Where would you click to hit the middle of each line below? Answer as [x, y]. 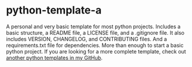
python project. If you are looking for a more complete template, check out [96, 51]
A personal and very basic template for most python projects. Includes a [93, 26]
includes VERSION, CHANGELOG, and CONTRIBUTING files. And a [87, 39]
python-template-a [54, 10]
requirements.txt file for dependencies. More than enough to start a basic [95, 45]
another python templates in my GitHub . [54, 58]
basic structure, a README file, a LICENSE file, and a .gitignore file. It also [95, 32]
